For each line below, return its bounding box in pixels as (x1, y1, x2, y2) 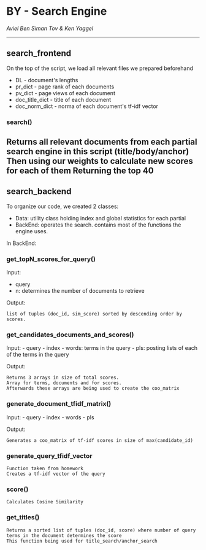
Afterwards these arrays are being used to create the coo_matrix (6, 385, 180, 392)
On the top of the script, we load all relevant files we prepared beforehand (6, 64, 193, 72)
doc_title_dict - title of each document (15, 96, 112, 103)
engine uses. (15, 227, 48, 234)
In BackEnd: (6, 239, 37, 247)
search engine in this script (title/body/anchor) (6, 146, 189, 157)
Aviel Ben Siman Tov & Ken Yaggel (6, 25, 94, 32)
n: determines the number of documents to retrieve (15, 287, 145, 295)
